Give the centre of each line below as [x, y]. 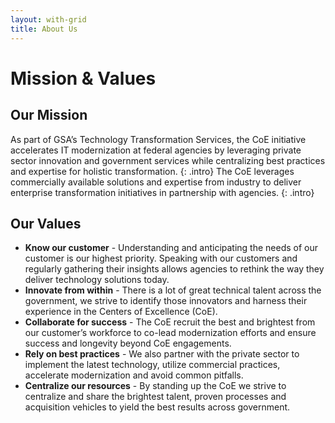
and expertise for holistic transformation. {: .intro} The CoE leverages [152, 171]
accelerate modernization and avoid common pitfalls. [134, 375]
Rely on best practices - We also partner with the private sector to [162, 354]
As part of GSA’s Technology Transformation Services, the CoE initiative [158, 139]
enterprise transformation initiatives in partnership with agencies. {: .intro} [162, 192]
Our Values [46, 223]
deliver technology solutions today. [97, 280]
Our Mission [49, 115]
